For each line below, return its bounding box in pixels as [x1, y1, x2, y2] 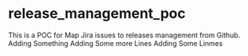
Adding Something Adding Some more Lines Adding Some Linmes [8, 38, 223, 47]
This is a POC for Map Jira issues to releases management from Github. [8, 30, 241, 40]
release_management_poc [8, 5, 187, 23]
